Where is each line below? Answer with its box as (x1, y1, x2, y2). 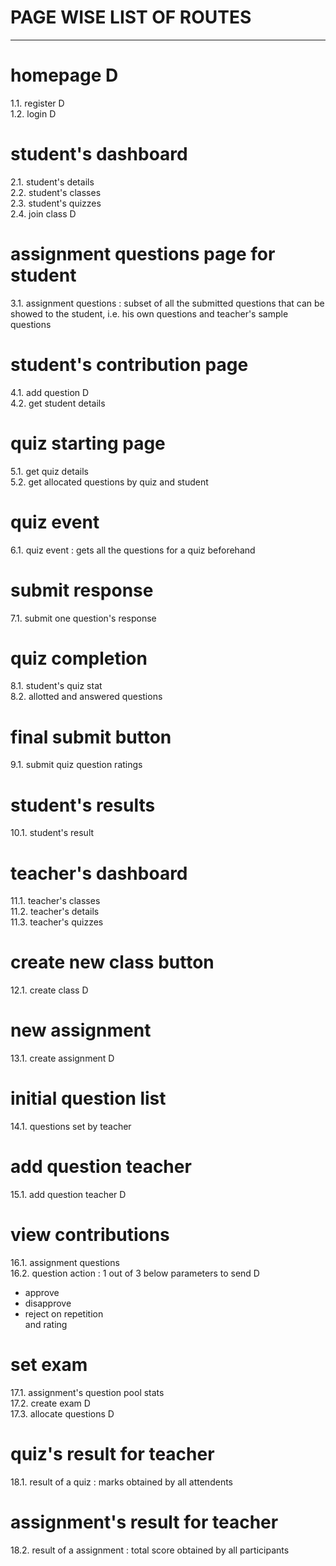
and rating (24, 1318, 68, 1330)
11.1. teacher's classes (10, 895, 101, 907)
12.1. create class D (10, 984, 89, 996)
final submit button (10, 726, 172, 748)
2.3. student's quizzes (10, 197, 102, 209)
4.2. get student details (10, 397, 106, 409)
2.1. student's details (10, 176, 95, 188)
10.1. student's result (10, 827, 95, 839)
